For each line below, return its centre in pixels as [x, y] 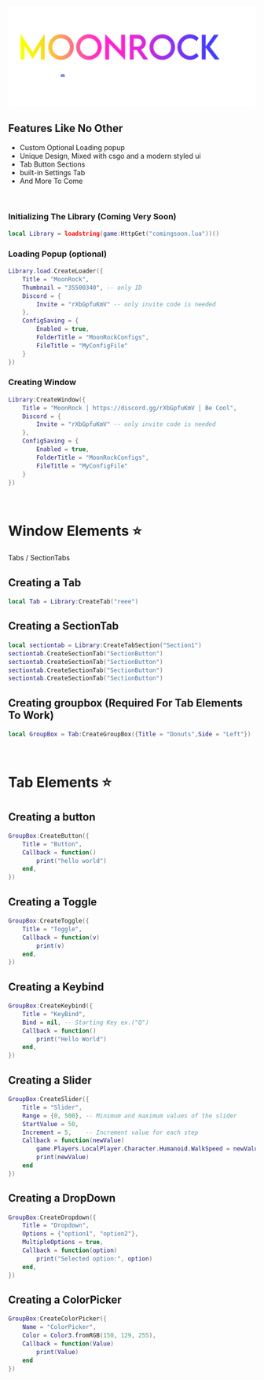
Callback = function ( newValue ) [73, 1141]
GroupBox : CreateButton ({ [49, 835]
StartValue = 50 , [51, 1124]
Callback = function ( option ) [70, 1251]
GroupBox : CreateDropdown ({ [52, 1217]
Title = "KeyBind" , [54, 1014]
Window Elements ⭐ [75, 531]
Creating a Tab [45, 583]
